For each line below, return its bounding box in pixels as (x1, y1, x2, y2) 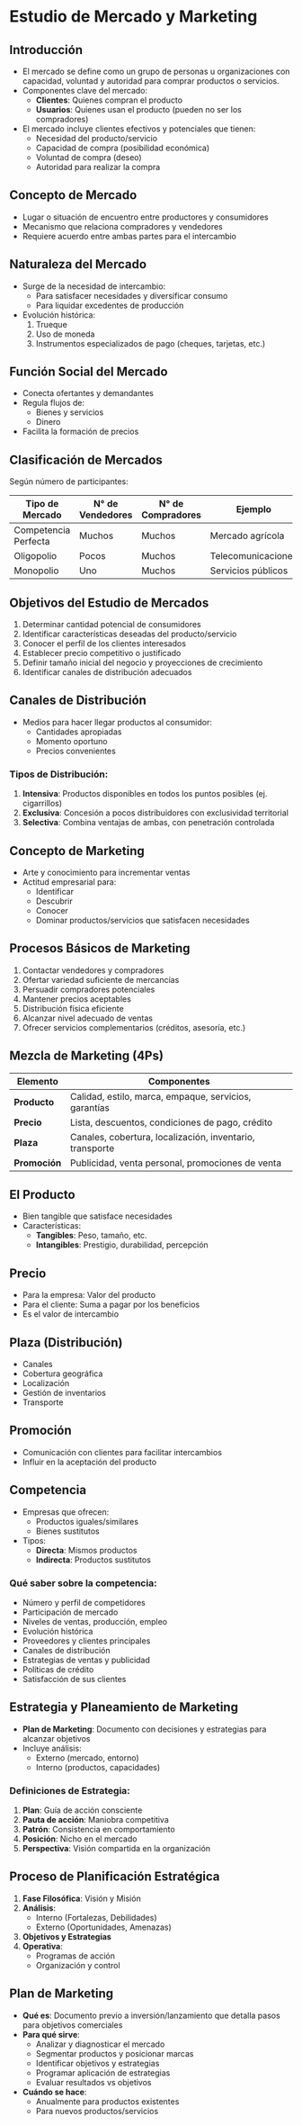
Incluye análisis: (22, 1742, 83, 1753)
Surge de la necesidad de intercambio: (22, 281, 166, 292)
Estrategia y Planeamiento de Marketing (9, 1699, 238, 1715)
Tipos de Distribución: (9, 768, 109, 780)
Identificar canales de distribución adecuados (22, 667, 192, 678)
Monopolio (13, 564, 59, 577)
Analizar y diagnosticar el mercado (35, 2039, 165, 2049)
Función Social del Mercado (9, 365, 168, 380)
